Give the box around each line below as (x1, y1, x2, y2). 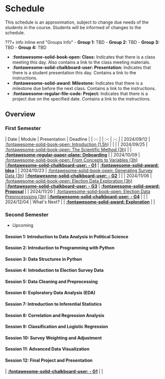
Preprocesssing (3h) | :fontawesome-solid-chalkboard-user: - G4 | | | (5, 193, 148, 199)
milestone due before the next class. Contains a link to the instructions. (12, 85, 156, 91)
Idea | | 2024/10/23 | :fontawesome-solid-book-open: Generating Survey (5, 167, 153, 173)
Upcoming (12, 222, 33, 228)
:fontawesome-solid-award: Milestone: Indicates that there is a (12, 80, 143, 86)
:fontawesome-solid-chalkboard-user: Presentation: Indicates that (12, 64, 151, 70)
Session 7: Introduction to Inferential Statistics (5, 301, 102, 307)
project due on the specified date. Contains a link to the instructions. (12, 95, 151, 101)
